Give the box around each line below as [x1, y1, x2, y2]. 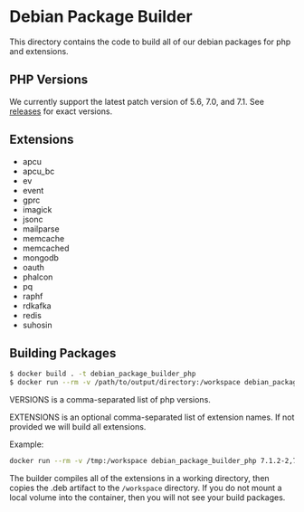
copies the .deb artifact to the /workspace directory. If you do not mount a [9, 482, 282, 493]
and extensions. [9, 45, 70, 56]
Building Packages [9, 346, 117, 361]
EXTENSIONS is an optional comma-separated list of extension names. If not [9, 412, 295, 422]
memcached [22, 242, 70, 253]
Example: [9, 439, 44, 450]
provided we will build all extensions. [9, 422, 147, 432]
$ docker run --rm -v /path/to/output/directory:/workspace [9, 378, 242, 387]
